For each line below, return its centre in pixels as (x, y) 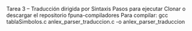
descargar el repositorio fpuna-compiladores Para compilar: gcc (87, 15)
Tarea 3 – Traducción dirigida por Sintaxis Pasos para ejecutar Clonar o (96, 9)
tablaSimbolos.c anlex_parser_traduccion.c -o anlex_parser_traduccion (96, 22)
